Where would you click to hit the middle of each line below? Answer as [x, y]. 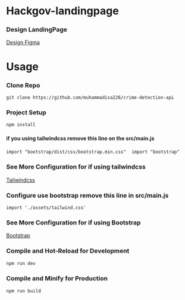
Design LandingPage [37, 30]
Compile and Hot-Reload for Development [68, 251]
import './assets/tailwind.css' [46, 207]
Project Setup [26, 112]
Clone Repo [23, 85]
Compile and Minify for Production [57, 279]
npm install [21, 125]
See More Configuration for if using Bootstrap [73, 223]
